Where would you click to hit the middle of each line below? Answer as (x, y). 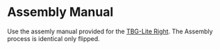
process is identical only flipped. (54, 38)
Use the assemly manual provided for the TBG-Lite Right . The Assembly (110, 31)
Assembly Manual (60, 12)
